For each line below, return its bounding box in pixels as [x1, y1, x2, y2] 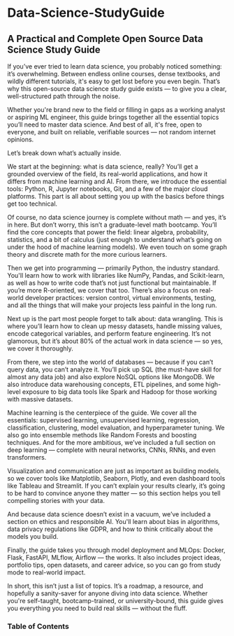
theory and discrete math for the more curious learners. [7, 250, 168, 258]
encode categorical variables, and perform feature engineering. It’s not [7, 330, 211, 337]
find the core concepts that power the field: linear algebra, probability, [7, 228, 209, 236]
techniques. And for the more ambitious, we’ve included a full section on [7, 439, 216, 446]
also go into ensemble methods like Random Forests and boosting [7, 431, 197, 439]
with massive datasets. [7, 395, 73, 403]
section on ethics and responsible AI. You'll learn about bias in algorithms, [7, 518, 220, 525]
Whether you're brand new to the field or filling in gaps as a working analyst [7, 106, 226, 113]
